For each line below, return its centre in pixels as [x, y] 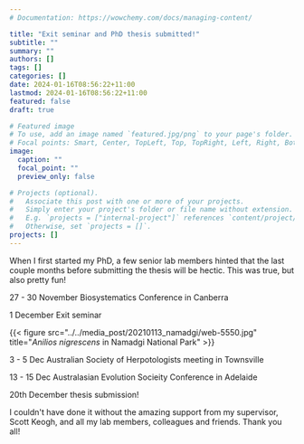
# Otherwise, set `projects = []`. [81, 227]
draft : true [32, 109]
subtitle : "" [34, 43]
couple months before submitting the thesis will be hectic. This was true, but [152, 270]
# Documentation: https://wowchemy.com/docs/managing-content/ [131, 18]
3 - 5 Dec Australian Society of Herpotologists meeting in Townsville [137, 359]
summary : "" [32, 51]
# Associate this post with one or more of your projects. [127, 201]
